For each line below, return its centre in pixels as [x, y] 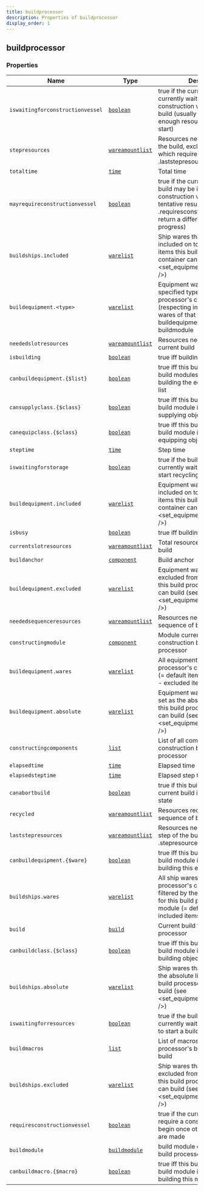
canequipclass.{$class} [44, 433]
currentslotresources [40, 546]
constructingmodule [37, 643]
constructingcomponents [44, 748]
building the [175, 382]
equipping [172, 440]
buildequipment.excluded [45, 589]
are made [172, 1137]
